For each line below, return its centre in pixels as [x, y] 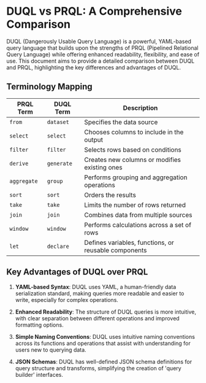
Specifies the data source [121, 122]
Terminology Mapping [50, 87]
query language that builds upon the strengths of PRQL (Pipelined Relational [102, 48]
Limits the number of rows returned [135, 205]
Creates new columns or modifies [133, 160]
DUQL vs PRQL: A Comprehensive [94, 11]
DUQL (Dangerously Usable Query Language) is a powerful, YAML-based [99, 41]
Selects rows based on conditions [133, 150]
